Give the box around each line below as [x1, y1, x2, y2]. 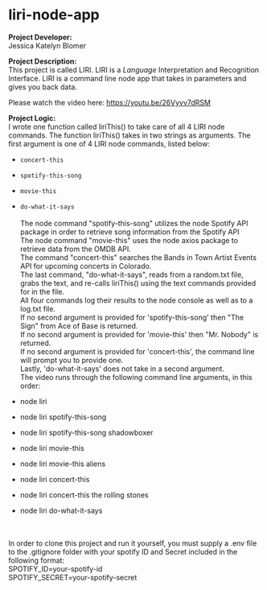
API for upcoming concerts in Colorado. [19, 261, 152, 270]
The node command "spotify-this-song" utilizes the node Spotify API [19, 218, 249, 228]
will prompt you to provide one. [19, 355, 124, 365]
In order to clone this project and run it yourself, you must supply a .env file [8, 538, 257, 548]
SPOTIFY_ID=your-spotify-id [8, 563, 103, 573]
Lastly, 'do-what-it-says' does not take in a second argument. [19, 364, 225, 373]
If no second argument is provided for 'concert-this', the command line [19, 346, 255, 356]
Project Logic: [8, 113, 56, 122]
